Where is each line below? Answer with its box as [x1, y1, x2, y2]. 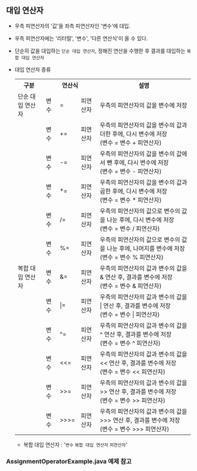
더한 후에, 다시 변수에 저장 [99, 130, 168, 138]
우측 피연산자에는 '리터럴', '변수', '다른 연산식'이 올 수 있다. [14, 35, 148, 42]
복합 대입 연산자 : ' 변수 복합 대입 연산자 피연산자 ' [23, 441, 128, 448]
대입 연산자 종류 [14, 66, 51, 73]
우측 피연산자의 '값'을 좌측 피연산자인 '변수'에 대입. [14, 22, 131, 29]
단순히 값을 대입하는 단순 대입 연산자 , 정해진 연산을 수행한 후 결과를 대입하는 [14, 47, 186, 54]
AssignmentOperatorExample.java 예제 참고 [6, 457, 132, 465]
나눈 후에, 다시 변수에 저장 [106, 216, 175, 224]
